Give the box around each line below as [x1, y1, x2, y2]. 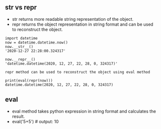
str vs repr [5, 3, 37, 12]
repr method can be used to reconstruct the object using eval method [5, 70, 150, 74]
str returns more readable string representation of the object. [12, 16, 134, 22]
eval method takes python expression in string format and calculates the [12, 108, 156, 114]
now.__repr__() [5, 57, 36, 62]
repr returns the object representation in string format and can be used [12, 21, 154, 27]
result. [12, 113, 25, 119]
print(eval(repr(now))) [5, 78, 53, 83]
